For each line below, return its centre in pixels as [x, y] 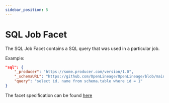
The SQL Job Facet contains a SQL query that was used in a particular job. [82, 48]
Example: [15, 58]
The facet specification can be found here [49, 95]
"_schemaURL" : [29, 76]
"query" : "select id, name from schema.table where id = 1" [78, 81]
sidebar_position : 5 [27, 10]
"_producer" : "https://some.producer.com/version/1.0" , [74, 72]
